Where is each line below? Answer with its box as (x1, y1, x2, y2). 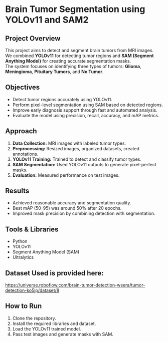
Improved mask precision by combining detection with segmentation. (12, 210, 155, 216)
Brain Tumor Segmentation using (5, 4, 145, 15)
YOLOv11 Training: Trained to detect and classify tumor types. (12, 156, 141, 162)
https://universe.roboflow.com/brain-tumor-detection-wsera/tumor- (5, 282, 145, 288)
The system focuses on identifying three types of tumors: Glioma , (5, 64, 141, 69)
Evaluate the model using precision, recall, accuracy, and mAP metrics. (12, 112, 159, 118)
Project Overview (5, 34, 61, 43)
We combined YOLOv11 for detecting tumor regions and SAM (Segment (5, 53, 154, 59)
